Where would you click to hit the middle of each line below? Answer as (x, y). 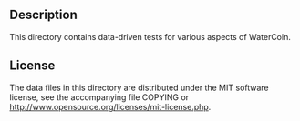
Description (43, 15)
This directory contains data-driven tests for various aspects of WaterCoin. (150, 36)
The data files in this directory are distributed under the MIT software (139, 87)
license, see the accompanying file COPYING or (99, 97)
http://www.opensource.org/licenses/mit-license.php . (110, 106)
